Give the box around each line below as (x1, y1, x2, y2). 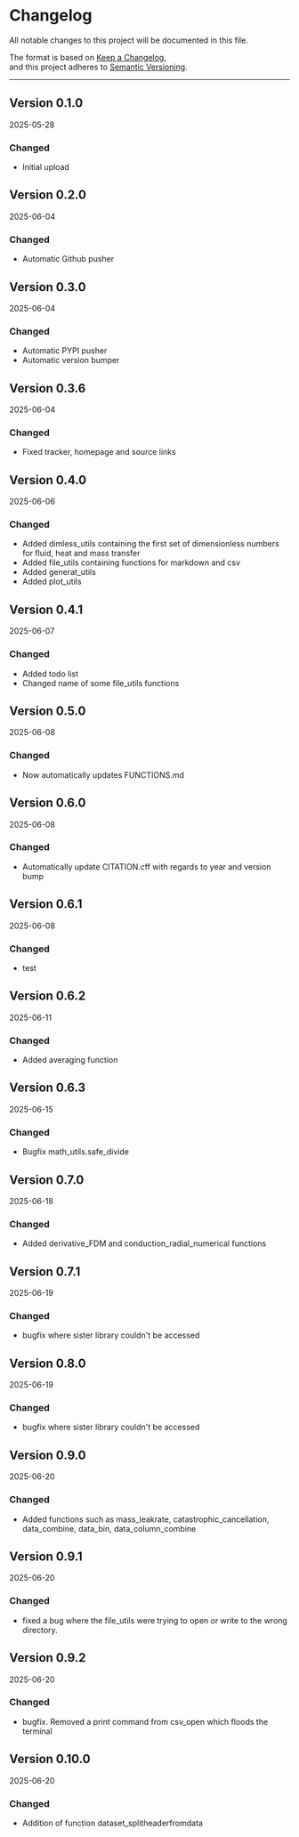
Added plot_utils (21, 576, 82, 587)
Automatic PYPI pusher (21, 345, 108, 356)
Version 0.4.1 (9, 602, 84, 617)
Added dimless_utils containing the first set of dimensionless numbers (21, 538, 280, 549)
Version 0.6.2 (9, 989, 86, 1004)
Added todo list (21, 668, 78, 679)
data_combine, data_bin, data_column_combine (21, 1523, 197, 1534)
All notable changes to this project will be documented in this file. (9, 35, 249, 45)
